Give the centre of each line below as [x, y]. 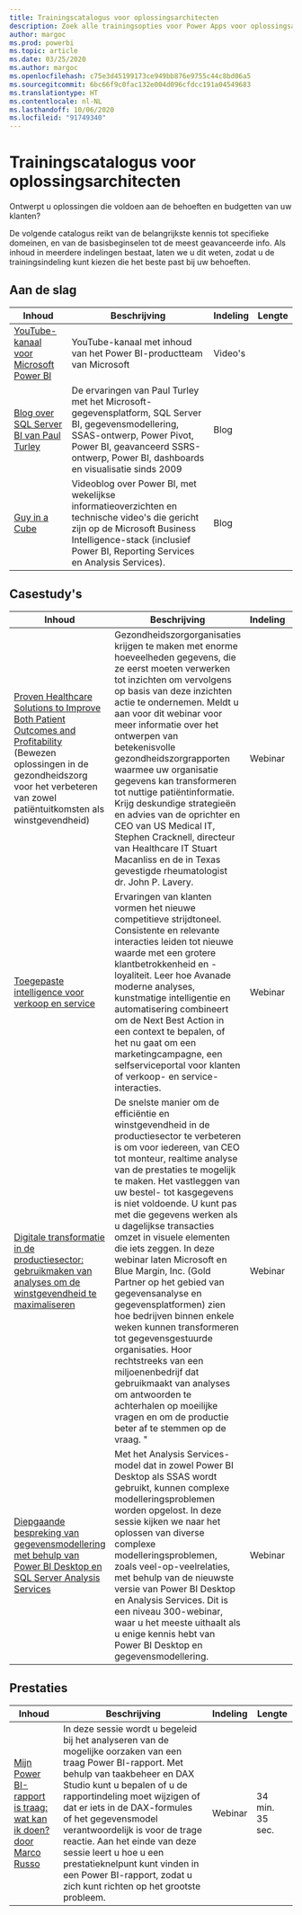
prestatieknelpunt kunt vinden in [131, 1864]
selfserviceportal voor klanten [178, 1064]
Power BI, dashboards [158, 458]
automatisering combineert [172, 1009]
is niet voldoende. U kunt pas [176, 1203]
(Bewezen [35, 753]
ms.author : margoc [44, 68]
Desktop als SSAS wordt [166, 1476]
